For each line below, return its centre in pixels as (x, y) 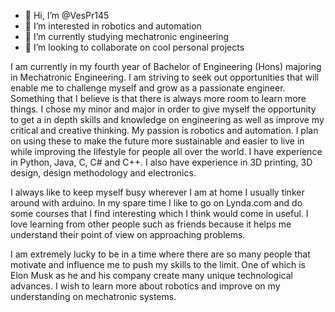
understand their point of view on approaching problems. (128, 234)
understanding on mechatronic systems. (93, 296)
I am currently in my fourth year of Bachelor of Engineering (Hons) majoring (166, 66)
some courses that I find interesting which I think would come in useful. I (159, 213)
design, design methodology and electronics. (103, 173)
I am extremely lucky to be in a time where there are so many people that (160, 254)
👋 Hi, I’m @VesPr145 (67, 15)
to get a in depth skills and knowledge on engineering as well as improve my (167, 119)
